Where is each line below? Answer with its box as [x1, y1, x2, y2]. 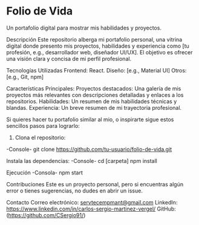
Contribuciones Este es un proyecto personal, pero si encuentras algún [6, 180, 183, 188]
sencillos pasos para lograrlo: [6, 122, 80, 129]
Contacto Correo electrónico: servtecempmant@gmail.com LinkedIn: [6, 198, 178, 206]
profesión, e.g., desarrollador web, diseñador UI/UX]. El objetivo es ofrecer [6, 48, 193, 55]
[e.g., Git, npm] [6, 73, 44, 80]
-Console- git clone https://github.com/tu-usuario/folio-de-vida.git [6, 145, 172, 153]
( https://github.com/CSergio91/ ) [6, 211, 86, 218]
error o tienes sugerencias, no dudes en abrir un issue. [6, 187, 143, 194]
